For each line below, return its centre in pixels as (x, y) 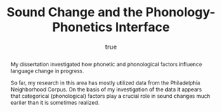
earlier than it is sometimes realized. (55, 102)
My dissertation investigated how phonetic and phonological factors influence (106, 64)
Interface (142, 27)
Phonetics (83, 27)
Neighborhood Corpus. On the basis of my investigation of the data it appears (106, 89)
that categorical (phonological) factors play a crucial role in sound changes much (110, 96)
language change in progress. (47, 71)
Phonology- (180, 12)
